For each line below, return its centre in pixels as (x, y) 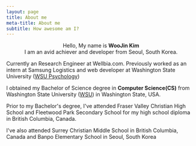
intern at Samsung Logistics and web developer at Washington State (91, 70)
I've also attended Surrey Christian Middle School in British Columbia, (92, 130)
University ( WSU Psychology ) (43, 76)
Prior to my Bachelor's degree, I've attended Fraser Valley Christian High (96, 106)
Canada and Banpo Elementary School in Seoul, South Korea (81, 137)
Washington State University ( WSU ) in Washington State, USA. (84, 94)
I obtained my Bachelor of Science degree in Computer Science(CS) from (98, 88)
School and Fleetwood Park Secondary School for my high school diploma (98, 112)
